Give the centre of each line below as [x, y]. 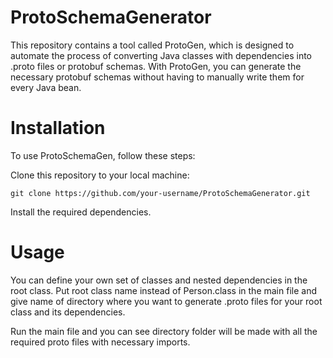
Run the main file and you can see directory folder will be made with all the [164, 331]
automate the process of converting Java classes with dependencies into [161, 55]
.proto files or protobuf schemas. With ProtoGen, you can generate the [156, 66]
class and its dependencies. [68, 312]
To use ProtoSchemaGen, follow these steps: [103, 155]
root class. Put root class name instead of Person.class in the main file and [163, 290]
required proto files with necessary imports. [100, 342]
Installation [58, 128]
